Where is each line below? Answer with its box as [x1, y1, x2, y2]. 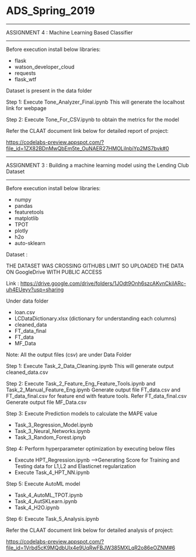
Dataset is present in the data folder [6, 87, 92, 94]
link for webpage [6, 104, 47, 112]
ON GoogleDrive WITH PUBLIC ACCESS [6, 268, 102, 276]
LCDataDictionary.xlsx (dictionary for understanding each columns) [14, 315, 177, 322]
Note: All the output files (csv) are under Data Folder [6, 351, 132, 358]
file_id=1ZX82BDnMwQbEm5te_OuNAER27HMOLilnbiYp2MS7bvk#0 [6, 145, 169, 152]
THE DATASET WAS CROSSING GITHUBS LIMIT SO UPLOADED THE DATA [6, 262, 184, 269]
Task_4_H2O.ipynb [14, 504, 60, 511]
